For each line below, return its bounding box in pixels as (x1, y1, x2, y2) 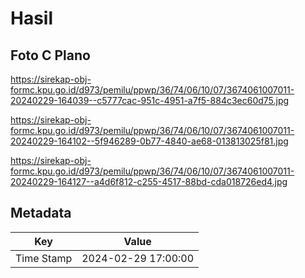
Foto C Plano (10, 47, 91, 64)
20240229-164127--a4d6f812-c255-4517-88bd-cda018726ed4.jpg (10, 176, 288, 187)
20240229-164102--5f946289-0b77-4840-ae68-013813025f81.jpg (10, 135, 289, 147)
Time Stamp (15, 251, 73, 265)
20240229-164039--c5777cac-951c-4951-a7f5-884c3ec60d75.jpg (10, 95, 290, 106)
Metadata (10, 205, 72, 222)
